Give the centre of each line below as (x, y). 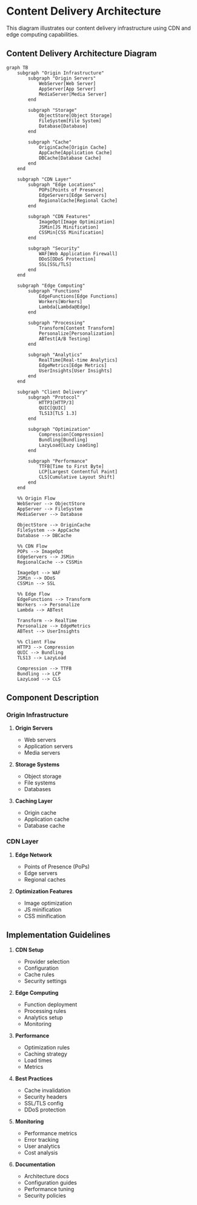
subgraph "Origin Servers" (62, 78)
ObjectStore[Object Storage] (75, 115)
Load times (38, 1060)
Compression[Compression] (71, 434)
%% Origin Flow (36, 498)
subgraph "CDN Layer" (44, 179)
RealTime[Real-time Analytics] (78, 360)
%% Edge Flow (34, 594)
